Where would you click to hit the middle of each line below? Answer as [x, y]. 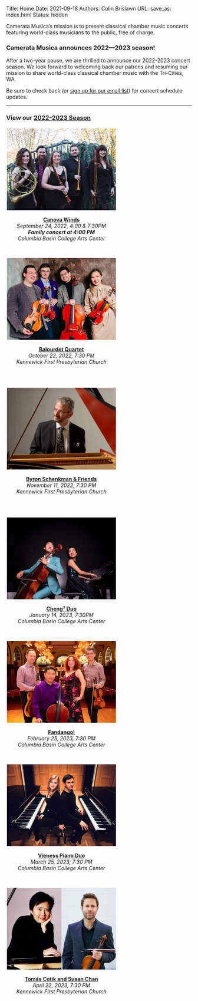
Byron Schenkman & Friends [62, 479]
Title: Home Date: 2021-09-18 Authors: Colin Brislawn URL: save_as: [89, 9]
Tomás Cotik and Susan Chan [61, 979]
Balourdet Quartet [62, 349]
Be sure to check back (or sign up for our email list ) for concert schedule [94, 91]
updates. [17, 97]
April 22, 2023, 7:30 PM [61, 985]
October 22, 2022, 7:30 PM [62, 355]
